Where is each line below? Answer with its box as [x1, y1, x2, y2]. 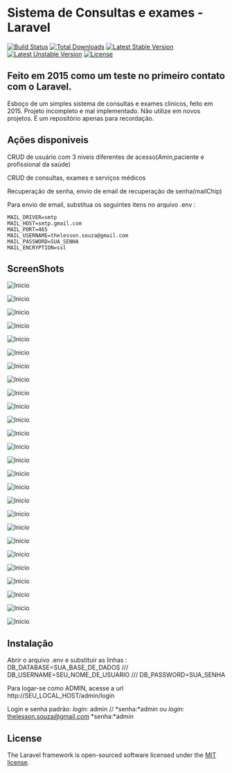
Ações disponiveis [7, 134, 89, 146]
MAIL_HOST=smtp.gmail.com [7, 220, 82, 227]
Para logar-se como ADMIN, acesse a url [7, 684, 124, 693]
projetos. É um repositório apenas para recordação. [7, 114, 154, 122]
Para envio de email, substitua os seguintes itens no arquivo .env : [7, 200, 196, 209]
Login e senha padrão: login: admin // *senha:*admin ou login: [7, 705, 185, 713]
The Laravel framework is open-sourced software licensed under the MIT [7, 751, 217, 759]
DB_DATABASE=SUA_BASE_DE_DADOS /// [7, 663, 129, 672]
